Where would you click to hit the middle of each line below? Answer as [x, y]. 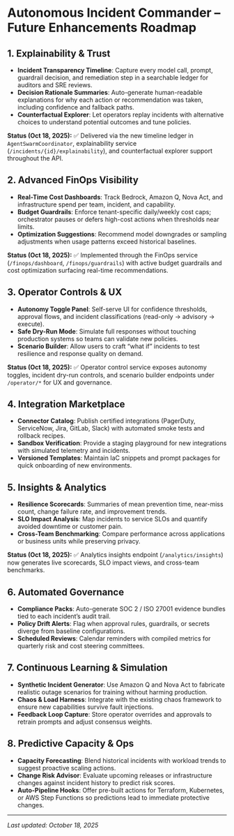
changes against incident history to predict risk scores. [96, 782]
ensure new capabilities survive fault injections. [85, 707]
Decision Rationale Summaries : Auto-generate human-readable [110, 92]
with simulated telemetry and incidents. [74, 451]
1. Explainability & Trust [59, 53]
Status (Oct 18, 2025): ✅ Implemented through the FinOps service [103, 255]
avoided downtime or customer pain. [70, 527]
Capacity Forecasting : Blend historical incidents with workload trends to [122, 760]
